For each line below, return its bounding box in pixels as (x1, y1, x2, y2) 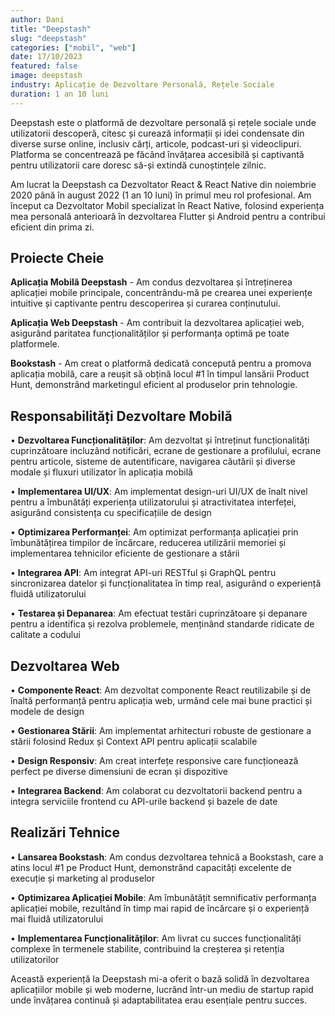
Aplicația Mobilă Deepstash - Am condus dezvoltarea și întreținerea (10, 276, 293, 288)
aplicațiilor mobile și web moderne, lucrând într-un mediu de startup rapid (10, 983, 314, 995)
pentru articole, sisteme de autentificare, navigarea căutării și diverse (10, 456, 296, 468)
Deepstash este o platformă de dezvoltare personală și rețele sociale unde (10, 116, 317, 128)
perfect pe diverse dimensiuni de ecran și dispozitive (10, 766, 228, 778)
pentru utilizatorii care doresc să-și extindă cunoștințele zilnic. (10, 159, 267, 171)
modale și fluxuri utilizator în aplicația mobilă (10, 466, 193, 478)
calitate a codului (10, 629, 81, 641)
